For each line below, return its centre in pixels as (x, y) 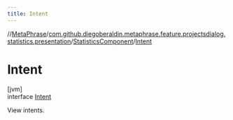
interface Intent (29, 96)
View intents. (26, 110)
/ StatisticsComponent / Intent (112, 41)
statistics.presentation (39, 41)
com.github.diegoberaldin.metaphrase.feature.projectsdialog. (137, 34)
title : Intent (28, 14)
